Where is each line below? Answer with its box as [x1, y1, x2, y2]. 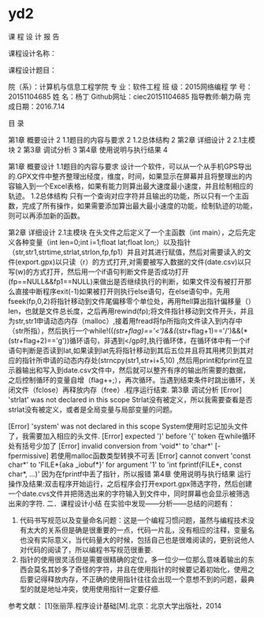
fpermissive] [8, 450, 49, 461]
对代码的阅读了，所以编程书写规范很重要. [19, 545, 154, 554]
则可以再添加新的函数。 [8, 210, 84, 220]
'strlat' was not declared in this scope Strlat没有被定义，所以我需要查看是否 [8, 394, 253, 404]
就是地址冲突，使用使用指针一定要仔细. [33, 584, 160, 594]
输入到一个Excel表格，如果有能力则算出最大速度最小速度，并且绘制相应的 [14, 181, 254, 191]
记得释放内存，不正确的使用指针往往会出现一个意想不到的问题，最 [33, 574, 248, 583]
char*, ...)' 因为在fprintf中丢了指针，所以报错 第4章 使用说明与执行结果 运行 [8, 469, 251, 479]
